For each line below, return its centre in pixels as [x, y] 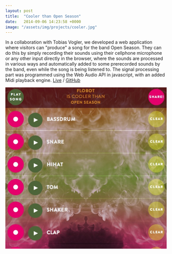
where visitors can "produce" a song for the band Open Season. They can [83, 48]
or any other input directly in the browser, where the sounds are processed [84, 58]
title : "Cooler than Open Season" [43, 16]
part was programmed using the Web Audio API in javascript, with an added [85, 75]
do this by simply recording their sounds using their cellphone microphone [84, 53]
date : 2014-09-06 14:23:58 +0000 [43, 22]
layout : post [19, 11]
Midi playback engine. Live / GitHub [43, 80]
